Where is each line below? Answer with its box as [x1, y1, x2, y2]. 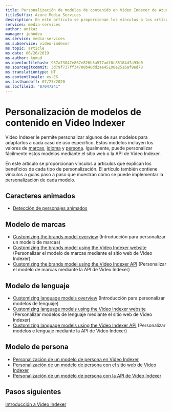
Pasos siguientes [5, 387, 61, 396]
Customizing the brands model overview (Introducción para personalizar [12, 234, 166, 240]
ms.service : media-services [5, 36, 66, 42]
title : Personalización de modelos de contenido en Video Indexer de [5, 7, 157, 13]
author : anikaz [5, 27, 38, 32]
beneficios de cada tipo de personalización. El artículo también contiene [5, 165, 158, 172]
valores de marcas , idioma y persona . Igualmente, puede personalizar [5, 145, 153, 151]
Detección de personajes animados [12, 205, 88, 211]
